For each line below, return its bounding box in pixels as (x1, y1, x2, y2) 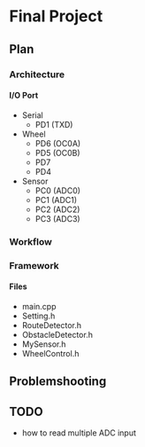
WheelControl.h (21, 348, 80, 358)
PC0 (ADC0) (34, 184, 81, 196)
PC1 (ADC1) (34, 194, 78, 205)
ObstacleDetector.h (21, 329, 93, 340)
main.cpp (21, 301, 57, 311)
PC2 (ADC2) (34, 204, 80, 215)
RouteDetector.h (21, 319, 82, 330)
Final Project (9, 6, 103, 27)
